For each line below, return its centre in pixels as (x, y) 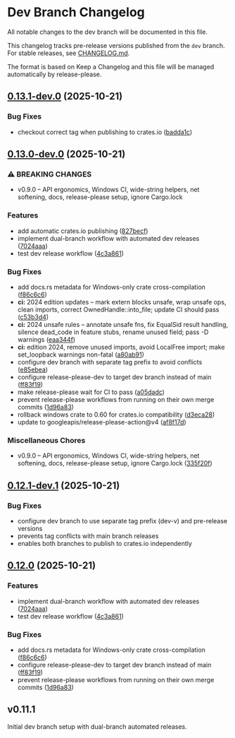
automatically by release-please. (55, 74)
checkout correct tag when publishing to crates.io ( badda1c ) (105, 132)
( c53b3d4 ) (33, 317)
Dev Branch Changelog (76, 12)
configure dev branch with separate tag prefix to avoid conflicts (110, 362)
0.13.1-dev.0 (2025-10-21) (65, 96)
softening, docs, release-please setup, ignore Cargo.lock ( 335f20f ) (115, 463)
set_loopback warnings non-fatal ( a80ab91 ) (81, 355)
